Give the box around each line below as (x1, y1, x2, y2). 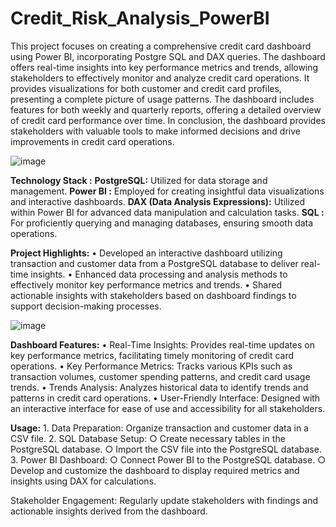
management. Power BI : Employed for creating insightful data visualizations (10, 185, 325, 197)
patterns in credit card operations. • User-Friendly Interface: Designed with (10, 392, 321, 404)
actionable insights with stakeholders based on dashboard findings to (10, 289, 297, 301)
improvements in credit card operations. (10, 135, 175, 147)
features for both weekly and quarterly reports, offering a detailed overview (10, 103, 322, 116)
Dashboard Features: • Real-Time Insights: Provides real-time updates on (10, 338, 315, 351)
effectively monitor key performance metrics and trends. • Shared (10, 278, 282, 291)
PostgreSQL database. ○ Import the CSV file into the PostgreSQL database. (10, 443, 322, 455)
